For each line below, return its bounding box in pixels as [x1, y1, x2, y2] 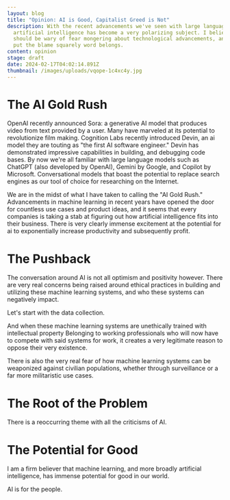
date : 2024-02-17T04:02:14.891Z [7, 61, 99, 68]
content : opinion [7, 49, 57, 55]
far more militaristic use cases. [7, 371, 94, 380]
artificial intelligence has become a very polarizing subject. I [13, 29, 207, 36]
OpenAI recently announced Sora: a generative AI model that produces [7, 119, 207, 127]
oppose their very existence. [7, 343, 88, 352]
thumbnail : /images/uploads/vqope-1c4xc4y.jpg [7, 67, 142, 74]
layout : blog [7, 10, 44, 17]
